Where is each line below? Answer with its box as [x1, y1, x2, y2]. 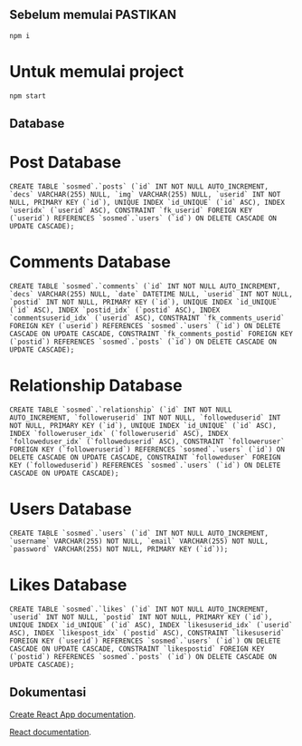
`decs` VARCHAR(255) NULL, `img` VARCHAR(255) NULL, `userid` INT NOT [9, 190, 281, 199]
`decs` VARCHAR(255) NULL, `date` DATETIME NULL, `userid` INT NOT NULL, [9, 290, 294, 299]
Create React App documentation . [9, 709, 137, 720]
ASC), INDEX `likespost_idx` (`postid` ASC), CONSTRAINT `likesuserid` [9, 628, 285, 637]
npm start [9, 91, 47, 101]
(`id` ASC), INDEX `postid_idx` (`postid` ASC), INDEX [9, 305, 221, 315]
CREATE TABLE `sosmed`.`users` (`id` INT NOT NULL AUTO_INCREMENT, [9, 528, 269, 538]
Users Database [9, 499, 133, 519]
